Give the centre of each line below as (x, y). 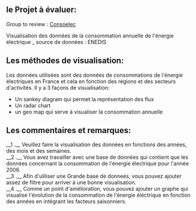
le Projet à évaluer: (42, 10)
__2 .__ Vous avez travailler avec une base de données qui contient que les (97, 158)
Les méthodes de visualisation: (65, 61)
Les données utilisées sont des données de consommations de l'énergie (94, 75)
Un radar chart (33, 105)
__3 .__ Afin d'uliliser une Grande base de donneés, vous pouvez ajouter (94, 176)
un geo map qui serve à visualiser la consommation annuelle (89, 112)
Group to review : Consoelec (41, 24)
